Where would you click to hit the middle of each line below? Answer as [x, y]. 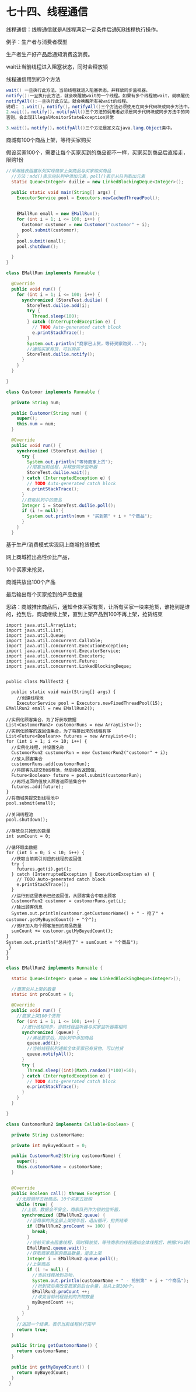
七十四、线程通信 [47, 12]
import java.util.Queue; [36, 635]
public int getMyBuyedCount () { [51, 1367]
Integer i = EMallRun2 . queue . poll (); [73, 1259]
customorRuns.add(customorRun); [51, 764]
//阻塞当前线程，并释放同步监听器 [62, 467]
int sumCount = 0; [28, 836]
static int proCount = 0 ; [43, 994]
